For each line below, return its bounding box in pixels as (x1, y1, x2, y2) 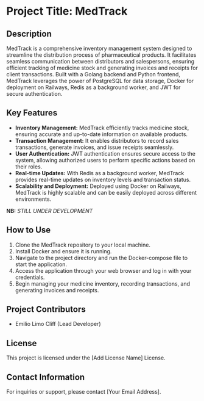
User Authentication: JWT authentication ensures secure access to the (15, 150, 196, 157)
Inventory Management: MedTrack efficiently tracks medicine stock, (15, 124, 189, 131)
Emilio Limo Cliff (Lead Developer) (15, 320, 101, 328)
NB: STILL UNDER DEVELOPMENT (6, 207, 93, 214)
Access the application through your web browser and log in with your (15, 267, 192, 274)
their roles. (15, 163, 43, 170)
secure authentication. (6, 90, 63, 97)
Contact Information (6, 372, 85, 382)
